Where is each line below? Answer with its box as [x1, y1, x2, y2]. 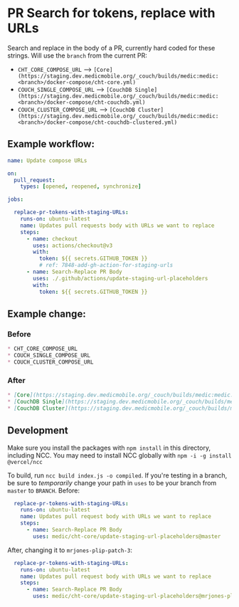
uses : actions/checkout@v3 [33, 242, 113, 249]
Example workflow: [7, 138, 95, 150]
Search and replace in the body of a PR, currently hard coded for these [7, 43, 216, 52]
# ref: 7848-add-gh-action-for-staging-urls [38, 262, 174, 269]
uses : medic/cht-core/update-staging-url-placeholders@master [33, 532, 221, 540]
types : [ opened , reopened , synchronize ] [20, 183, 142, 190]
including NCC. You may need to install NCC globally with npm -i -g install [7, 450, 232, 460]
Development [7, 425, 69, 437]
